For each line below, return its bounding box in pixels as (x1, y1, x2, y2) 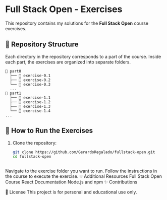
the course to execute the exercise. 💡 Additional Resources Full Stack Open (5, 173, 162, 179)
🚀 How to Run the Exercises (5, 126, 93, 135)
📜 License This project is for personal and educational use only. (5, 189, 137, 195)
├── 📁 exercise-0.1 (10, 73, 51, 78)
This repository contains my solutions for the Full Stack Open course (5, 20, 149, 26)
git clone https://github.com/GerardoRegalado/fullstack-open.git (12, 150, 155, 155)
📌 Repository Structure (5, 40, 79, 49)
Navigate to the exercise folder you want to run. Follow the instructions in (5, 168, 157, 174)
